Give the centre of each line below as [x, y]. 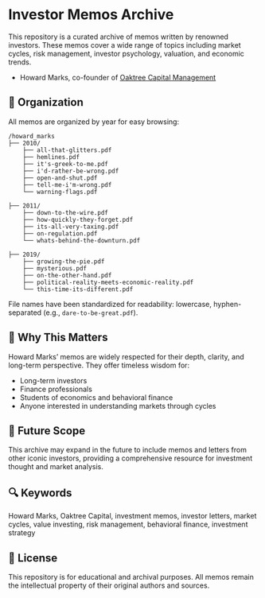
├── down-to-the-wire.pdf [66, 212]
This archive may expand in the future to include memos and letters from [127, 450]
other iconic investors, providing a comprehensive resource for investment [131, 458]
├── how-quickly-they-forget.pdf [78, 219]
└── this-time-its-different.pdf [78, 289]
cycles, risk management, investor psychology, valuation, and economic [127, 53]
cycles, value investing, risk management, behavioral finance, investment [128, 524]
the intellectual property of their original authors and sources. [109, 585]
